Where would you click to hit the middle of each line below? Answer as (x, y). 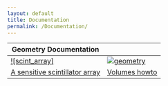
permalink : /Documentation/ (48, 26)
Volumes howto (132, 72)
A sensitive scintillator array (56, 72)
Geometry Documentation (55, 50)
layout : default (30, 13)
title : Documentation (38, 20)
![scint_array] (32, 61)
